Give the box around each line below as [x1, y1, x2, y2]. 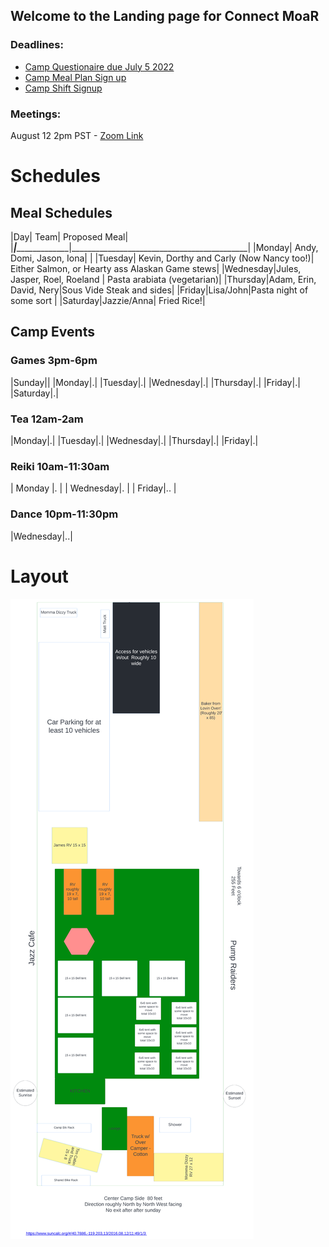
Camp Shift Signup [24, 82, 103, 94]
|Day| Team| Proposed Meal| [10, 230, 129, 243]
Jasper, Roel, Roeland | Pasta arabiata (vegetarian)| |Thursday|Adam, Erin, [10, 273, 317, 285]
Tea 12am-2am [10, 412, 84, 426]
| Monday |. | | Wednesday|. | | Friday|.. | [10, 482, 177, 494]
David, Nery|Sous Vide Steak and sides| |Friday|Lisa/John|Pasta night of [10, 284, 309, 296]
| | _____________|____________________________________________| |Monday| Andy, [10, 241, 319, 253]
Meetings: [10, 107, 62, 121]
